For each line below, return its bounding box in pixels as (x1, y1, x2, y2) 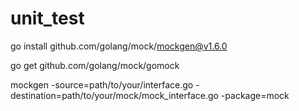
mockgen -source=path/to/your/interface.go (10, 78, 194, 91)
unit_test (10, 7, 85, 30)
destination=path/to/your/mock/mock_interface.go (10, 89, 219, 101)
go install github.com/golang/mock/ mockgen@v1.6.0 (10, 40, 228, 52)
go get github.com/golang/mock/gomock (10, 59, 180, 71)
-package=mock (220, 89, 290, 101)
